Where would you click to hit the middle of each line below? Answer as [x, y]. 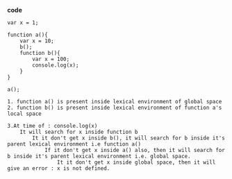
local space [24, 114]
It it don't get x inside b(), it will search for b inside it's [129, 138]
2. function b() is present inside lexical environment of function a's [115, 108]
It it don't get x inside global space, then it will [136, 162]
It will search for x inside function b [79, 132]
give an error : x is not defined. [59, 169]
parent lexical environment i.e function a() [74, 144]
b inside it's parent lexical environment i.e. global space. [99, 156]
